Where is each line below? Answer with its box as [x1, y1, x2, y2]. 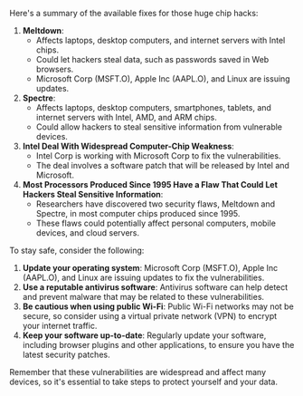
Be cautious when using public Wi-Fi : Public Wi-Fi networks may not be [22, 301, 294, 312]
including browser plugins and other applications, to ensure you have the [22, 340, 295, 350]
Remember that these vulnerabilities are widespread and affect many [9, 367, 267, 377]
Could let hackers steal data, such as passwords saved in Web [35, 54, 270, 64]
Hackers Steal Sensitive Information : [22, 189, 164, 199]
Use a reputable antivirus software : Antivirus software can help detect [22, 282, 289, 293]
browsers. [35, 63, 74, 74]
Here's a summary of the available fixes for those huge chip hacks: [9, 8, 259, 18]
